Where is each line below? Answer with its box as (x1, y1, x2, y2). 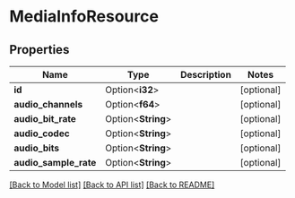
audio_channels (13, 99, 83, 110)
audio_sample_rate (13, 157, 97, 168)
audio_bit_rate (13, 113, 76, 125)
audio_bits (13, 142, 60, 154)
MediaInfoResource (9, 6, 160, 27)
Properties (9, 42, 70, 57)
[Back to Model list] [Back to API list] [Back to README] (9, 179, 215, 190)
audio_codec (13, 127, 70, 140)
